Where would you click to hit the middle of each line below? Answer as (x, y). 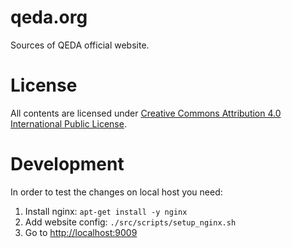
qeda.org (49, 17)
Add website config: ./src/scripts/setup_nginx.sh (130, 222)
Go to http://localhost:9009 (81, 232)
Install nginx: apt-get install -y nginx (106, 211)
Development (67, 164)
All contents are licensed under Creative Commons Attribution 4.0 (146, 113)
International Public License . (68, 123)
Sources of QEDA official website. (80, 45)
